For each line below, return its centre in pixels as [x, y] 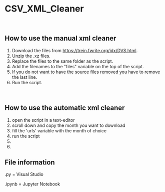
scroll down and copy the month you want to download [68, 125]
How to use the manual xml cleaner [60, 38]
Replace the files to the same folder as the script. [62, 61]
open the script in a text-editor [43, 120]
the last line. [24, 77]
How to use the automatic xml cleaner [65, 108]
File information [30, 162]
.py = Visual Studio [24, 174]
